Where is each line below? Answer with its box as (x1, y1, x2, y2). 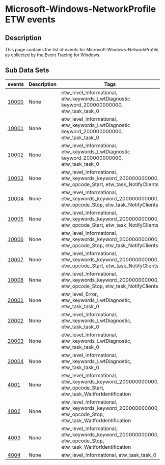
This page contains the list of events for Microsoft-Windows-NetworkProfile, (5, 47, 160, 52)
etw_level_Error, (61, 290, 99, 297)
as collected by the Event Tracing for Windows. (5, 52, 101, 58)
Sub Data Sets (5, 66, 49, 74)
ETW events (5, 14, 55, 25)
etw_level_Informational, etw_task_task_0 (61, 451, 157, 458)
